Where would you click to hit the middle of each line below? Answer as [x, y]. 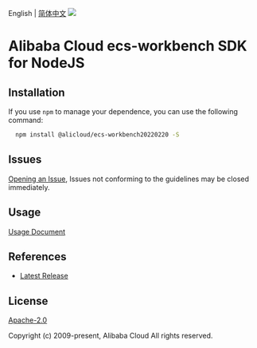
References [37, 257]
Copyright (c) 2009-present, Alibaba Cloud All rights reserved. [111, 336]
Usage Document [37, 231]
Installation [37, 92]
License [28, 301]
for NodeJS [47, 63]
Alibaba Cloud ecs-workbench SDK [128, 46]
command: [26, 120]
